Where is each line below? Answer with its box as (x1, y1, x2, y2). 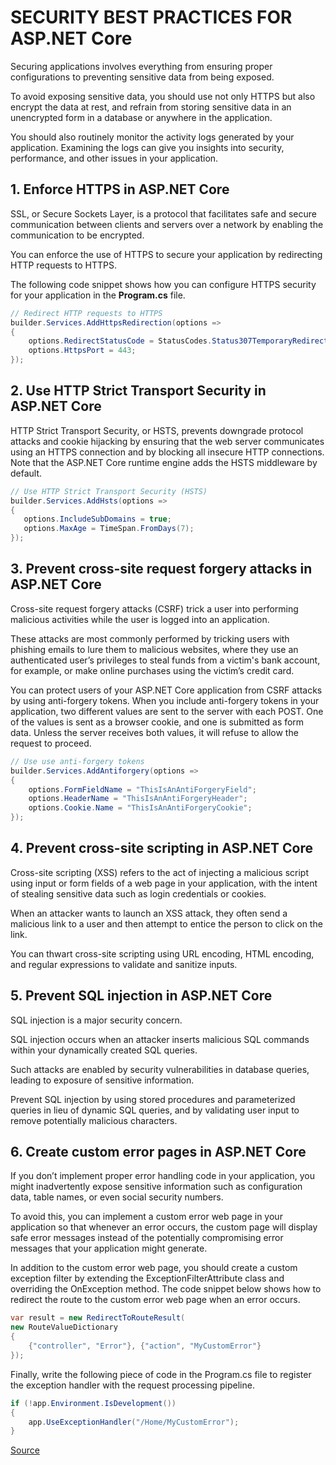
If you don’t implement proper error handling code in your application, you (10, 1170, 316, 1182)
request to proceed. (10, 737, 92, 749)
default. (10, 467, 43, 479)
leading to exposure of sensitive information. (10, 1074, 195, 1086)
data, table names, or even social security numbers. (10, 1191, 224, 1203)
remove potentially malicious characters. (10, 1114, 178, 1126)
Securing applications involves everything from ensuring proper (10, 60, 273, 72)
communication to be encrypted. (10, 229, 145, 241)
